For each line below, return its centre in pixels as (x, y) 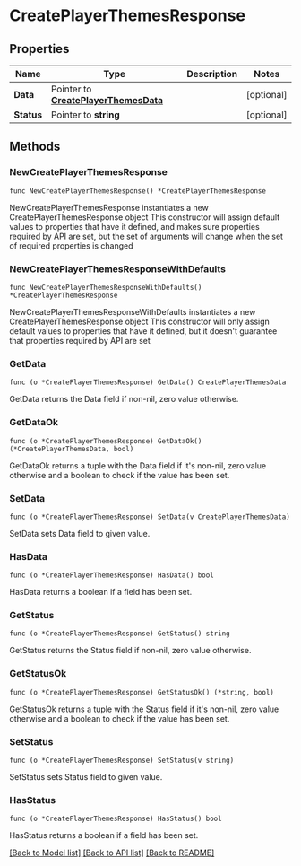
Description (212, 74)
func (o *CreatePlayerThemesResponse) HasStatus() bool (116, 819)
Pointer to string (86, 115)
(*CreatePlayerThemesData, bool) (72, 449)
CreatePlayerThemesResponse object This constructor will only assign (140, 321)
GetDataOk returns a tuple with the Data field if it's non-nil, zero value (138, 465)
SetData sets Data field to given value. (80, 533)
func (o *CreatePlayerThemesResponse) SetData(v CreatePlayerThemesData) (150, 517)
